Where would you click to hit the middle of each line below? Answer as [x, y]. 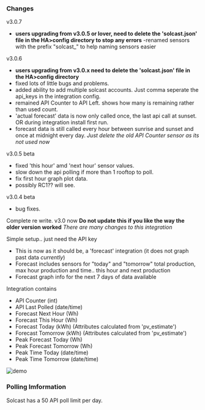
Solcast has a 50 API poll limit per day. [54, 400]
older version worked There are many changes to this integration [89, 227]
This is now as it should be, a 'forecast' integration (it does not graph [102, 251]
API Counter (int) [36, 300]
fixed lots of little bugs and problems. [62, 83]
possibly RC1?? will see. [45, 185]
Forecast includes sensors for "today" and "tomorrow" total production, [105, 264]
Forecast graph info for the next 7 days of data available [86, 277]
